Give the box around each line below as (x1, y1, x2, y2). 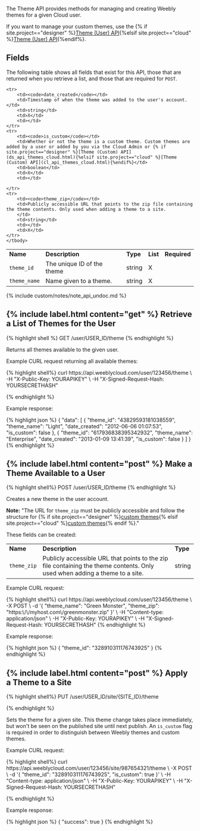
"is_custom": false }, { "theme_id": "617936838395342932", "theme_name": (6, 429, 193, 436)
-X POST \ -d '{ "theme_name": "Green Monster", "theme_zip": (6, 602, 160, 609)
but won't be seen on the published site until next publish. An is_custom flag (6, 723, 192, 730)
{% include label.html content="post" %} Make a (6, 459, 193, 469)
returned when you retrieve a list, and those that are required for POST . (6, 74, 177, 82)
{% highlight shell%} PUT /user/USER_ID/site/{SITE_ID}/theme (6, 693, 159, 701)
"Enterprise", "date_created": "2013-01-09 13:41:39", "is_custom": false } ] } (6, 435, 192, 443)
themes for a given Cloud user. (6, 11, 82, 18)
